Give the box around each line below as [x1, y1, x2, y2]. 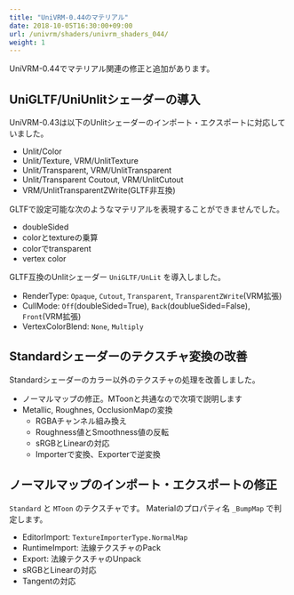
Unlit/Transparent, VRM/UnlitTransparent [21, 165, 172, 176]
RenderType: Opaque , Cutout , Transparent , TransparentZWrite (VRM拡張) [21, 291, 282, 302]
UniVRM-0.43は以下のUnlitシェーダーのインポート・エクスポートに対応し [9, 117, 278, 128]
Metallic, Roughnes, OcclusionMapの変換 [21, 404, 173, 414]
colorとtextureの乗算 [21, 232, 99, 243]
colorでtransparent [21, 244, 91, 254]
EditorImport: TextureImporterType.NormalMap [21, 531, 188, 543]
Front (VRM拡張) [21, 311, 82, 322]
